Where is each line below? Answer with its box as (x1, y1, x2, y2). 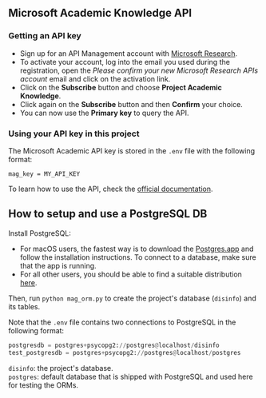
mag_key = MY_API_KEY (8, 169, 81, 178)
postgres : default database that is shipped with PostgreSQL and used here (8, 372, 253, 381)
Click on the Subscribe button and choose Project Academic (19, 82, 222, 92)
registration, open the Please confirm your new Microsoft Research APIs (19, 66, 258, 75)
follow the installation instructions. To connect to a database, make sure (19, 252, 257, 262)
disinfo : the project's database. (8, 363, 113, 372)
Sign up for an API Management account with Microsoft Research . (19, 48, 238, 58)
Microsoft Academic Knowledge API (8, 6, 193, 20)
